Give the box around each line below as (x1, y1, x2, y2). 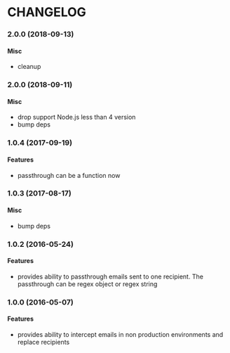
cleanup (17, 63, 41, 71)
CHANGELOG (7, 4, 86, 20)
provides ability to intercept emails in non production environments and (17, 330, 224, 338)
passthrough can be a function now (17, 171, 121, 179)
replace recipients (17, 338, 70, 346)
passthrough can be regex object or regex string (17, 279, 158, 288)
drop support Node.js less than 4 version (17, 113, 136, 122)
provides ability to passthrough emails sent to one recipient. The (17, 272, 203, 281)
